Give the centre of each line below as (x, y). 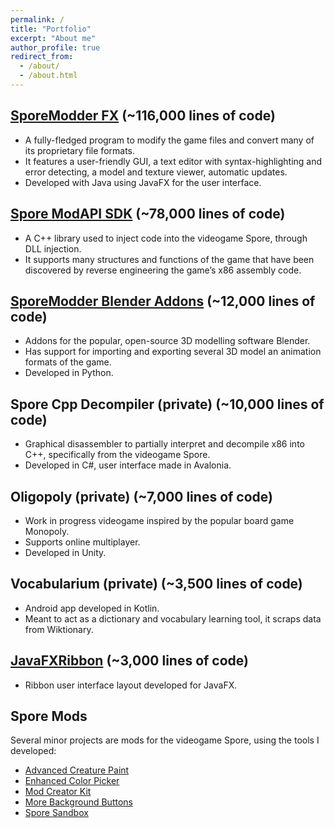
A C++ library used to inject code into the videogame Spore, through (166, 238)
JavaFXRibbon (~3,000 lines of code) (129, 661)
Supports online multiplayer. (82, 542)
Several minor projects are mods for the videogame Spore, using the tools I (165, 740)
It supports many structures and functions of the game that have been (169, 259)
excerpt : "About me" (53, 38)
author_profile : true (55, 47)
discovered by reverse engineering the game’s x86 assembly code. (163, 270)
